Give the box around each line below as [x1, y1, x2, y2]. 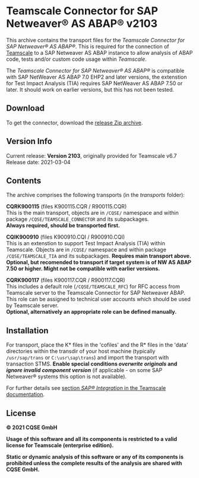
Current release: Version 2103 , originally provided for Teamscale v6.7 [6, 152, 177, 159]
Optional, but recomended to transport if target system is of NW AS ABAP [6, 259, 192, 266]
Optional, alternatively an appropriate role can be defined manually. [6, 308, 177, 315]
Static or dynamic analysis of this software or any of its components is [6, 454, 184, 460]
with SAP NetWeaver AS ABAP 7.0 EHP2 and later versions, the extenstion [6, 73, 187, 80]
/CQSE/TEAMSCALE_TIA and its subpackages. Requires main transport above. [6, 252, 191, 260]
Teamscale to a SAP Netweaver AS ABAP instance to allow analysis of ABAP [6, 49, 193, 56]
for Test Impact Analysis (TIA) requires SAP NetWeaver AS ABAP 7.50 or [6, 79, 183, 87]
